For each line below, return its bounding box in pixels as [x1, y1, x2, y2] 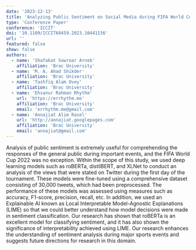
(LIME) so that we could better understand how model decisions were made [6, 206, 188, 213]
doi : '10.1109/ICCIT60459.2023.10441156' [6, 30, 108, 36]
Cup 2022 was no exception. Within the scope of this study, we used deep [6, 156, 185, 164]
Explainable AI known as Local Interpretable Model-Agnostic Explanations [6, 200, 184, 207]
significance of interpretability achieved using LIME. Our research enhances [6, 224, 188, 231]
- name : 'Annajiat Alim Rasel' [11, 112, 87, 117]
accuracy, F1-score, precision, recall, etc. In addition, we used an [6, 193, 162, 200]
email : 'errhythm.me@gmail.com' [16, 106, 95, 112]
